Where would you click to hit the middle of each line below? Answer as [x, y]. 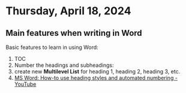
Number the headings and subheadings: [64, 65]
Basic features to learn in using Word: [52, 47]
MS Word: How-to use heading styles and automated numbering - [96, 78]
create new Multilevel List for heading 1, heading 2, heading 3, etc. [97, 72]
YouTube [25, 84]
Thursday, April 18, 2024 [68, 11]
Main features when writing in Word [74, 33]
